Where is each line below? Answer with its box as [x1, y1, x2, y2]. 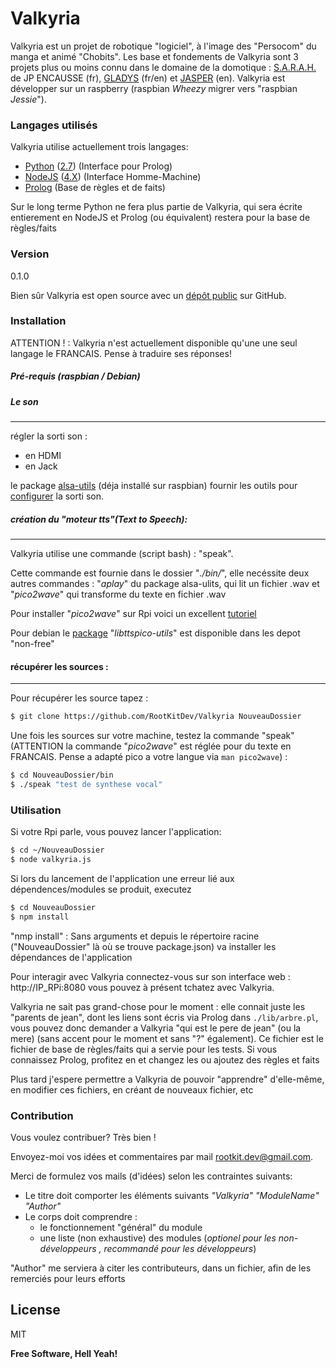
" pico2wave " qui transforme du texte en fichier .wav [10, 588, 227, 601]
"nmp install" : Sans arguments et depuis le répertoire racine [10, 930, 260, 942]
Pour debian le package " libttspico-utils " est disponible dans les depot [10, 627, 301, 639]
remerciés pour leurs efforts [10, 1273, 126, 1285]
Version [10, 247, 50, 261]
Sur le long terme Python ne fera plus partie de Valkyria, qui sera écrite [10, 201, 303, 213]
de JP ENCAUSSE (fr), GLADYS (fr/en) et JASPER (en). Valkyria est [10, 72, 286, 84]
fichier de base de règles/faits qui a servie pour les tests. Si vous [10, 1043, 278, 1055]
